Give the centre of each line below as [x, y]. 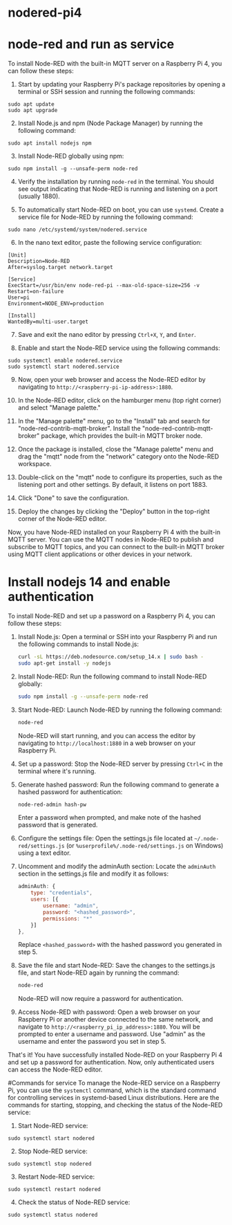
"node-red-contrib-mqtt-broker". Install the [79, 429]
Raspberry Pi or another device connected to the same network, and [115, 1020]
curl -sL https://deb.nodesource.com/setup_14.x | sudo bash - [111, 657]
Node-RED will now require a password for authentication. [100, 999]
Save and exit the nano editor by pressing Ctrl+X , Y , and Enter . [107, 335]
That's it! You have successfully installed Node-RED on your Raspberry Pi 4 [115, 1055]
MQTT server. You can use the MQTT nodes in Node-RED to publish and [111, 540]
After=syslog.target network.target [60, 268]
